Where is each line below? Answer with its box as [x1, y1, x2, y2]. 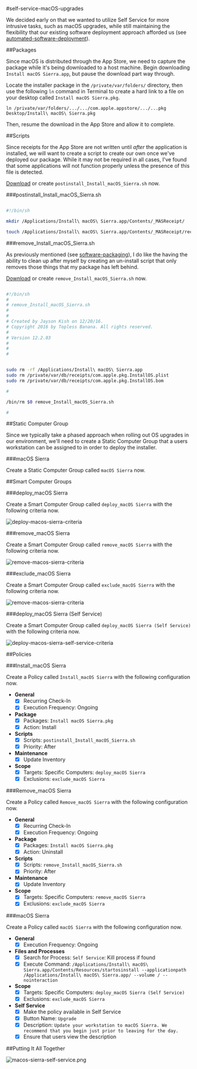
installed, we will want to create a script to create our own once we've [6, 150, 175, 157]
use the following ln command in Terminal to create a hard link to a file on [6, 88, 184, 94]
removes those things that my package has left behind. [6, 263, 139, 270]
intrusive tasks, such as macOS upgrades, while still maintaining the [6, 23, 170, 29]
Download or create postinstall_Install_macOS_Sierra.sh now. [6, 180, 160, 187]
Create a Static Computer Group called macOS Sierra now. [6, 466, 145, 474]
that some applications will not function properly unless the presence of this [6, 163, 190, 169]
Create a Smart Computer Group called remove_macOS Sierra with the [6, 541, 173, 548]
